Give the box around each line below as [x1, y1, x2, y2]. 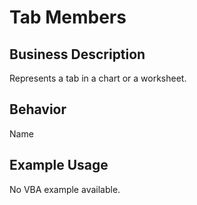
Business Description [9, 46, 146, 63]
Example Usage [9, 157, 109, 174]
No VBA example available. [9, 183, 121, 195]
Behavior [9, 101, 67, 118]
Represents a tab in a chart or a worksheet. [9, 72, 187, 84]
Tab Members [9, 6, 127, 29]
